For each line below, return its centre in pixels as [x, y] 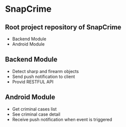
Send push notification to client [43, 76]
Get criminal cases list [34, 109]
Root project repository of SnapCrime [63, 27]
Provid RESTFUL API [33, 81]
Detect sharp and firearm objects [45, 71]
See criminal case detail [36, 114]
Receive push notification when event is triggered [62, 119]
